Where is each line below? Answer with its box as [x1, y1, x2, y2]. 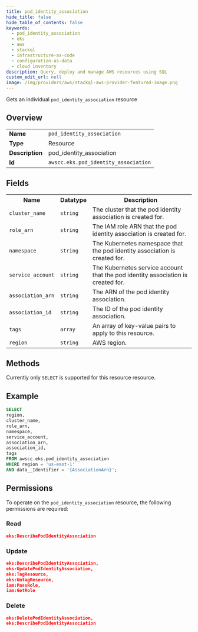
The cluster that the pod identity [92, 205, 181, 214]
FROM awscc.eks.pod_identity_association [6, 456, 110, 462]
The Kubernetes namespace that [92, 239, 183, 247]
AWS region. [92, 338, 127, 347]
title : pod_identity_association [6, 8, 88, 15]
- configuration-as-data [11, 58, 72, 64]
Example [6, 391, 39, 401]
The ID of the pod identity [92, 304, 163, 312]
